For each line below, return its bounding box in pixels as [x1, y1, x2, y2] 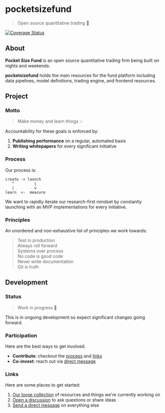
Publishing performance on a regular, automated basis [12, 138, 126, 144]
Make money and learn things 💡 [17, 118, 83, 124]
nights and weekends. [5, 62, 51, 68]
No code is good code [17, 253, 63, 259]
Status [5, 293, 21, 300]
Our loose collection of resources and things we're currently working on [12, 392, 161, 398]
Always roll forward [17, 243, 57, 249]
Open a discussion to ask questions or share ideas [12, 397, 116, 403]
